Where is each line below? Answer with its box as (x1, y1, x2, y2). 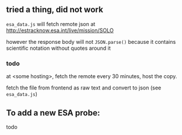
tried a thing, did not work (6, 5, 104, 15)
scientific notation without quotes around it (6, 44, 111, 52)
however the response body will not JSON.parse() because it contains (6, 38, 176, 45)
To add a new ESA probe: (6, 108, 100, 118)
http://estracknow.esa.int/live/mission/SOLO (6, 27, 114, 34)
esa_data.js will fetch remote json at (6, 20, 96, 27)
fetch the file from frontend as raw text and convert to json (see (6, 84, 161, 91)
